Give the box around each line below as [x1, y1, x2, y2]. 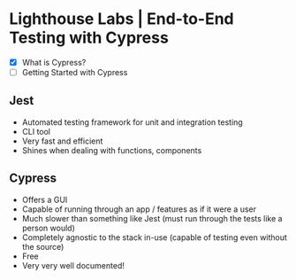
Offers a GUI [21, 194, 68, 205]
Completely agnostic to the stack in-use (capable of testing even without [21, 231, 287, 243]
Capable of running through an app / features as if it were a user [21, 204, 257, 214]
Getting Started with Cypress [21, 67, 128, 77]
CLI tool [21, 126, 51, 136]
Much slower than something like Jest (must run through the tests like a [21, 213, 283, 223]
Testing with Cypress [9, 27, 170, 48]
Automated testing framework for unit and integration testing [21, 116, 243, 128]
